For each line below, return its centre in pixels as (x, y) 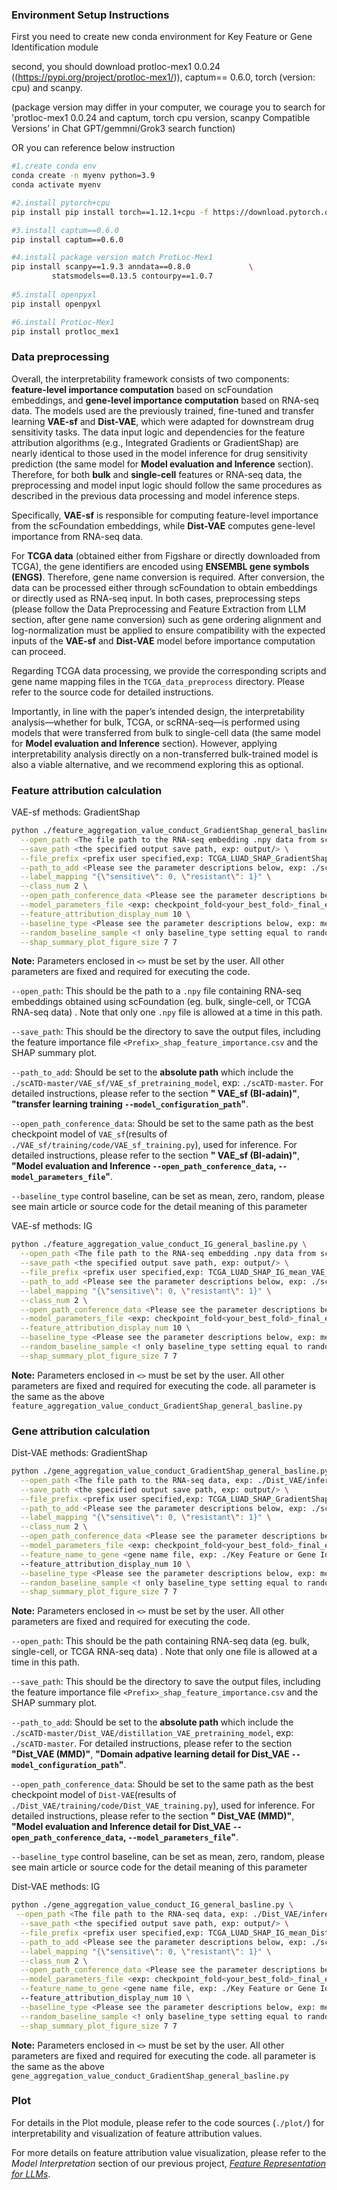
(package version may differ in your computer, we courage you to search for (168, 107)
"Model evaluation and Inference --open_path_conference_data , (144, 1166)
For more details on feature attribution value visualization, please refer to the (169, 2152)
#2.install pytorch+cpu (61, 203)
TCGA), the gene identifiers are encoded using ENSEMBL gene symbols (160, 566)
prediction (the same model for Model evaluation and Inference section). (162, 464)
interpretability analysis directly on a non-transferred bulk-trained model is (165, 754)
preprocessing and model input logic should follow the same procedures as (167, 485)
